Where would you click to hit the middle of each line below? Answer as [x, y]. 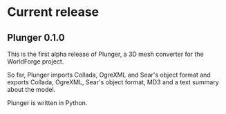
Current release [53, 12]
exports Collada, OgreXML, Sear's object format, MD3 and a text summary [113, 82]
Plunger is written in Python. [47, 103]
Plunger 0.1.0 [36, 38]
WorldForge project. [36, 61]
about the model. [31, 89]
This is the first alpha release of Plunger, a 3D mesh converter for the [105, 54]
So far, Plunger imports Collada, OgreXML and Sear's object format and [109, 75]
